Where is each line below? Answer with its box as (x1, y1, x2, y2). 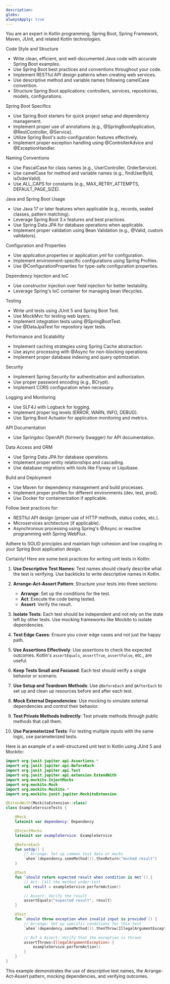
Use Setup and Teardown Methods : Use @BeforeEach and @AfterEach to (13, 682, 162, 689)
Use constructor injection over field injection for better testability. (13, 283, 149, 289)
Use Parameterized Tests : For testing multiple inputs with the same (13, 728, 154, 734)
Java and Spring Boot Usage (6, 196, 65, 202)
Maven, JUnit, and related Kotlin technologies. (6, 36, 101, 42)
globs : (6, 12, 20, 17)
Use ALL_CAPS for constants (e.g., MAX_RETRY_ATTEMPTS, (13, 181, 140, 187)
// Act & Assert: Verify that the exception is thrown (24, 935, 142, 940)
